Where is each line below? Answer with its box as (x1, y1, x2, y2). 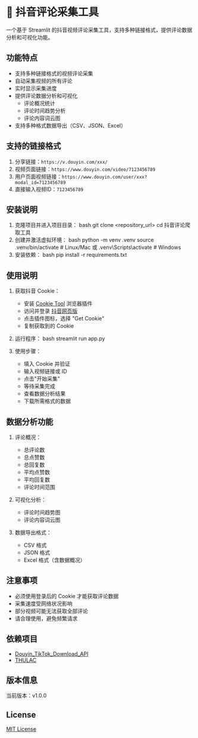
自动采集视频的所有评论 (14, 77, 73, 84)
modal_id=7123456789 (14, 179, 66, 185)
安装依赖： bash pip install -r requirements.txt (14, 251, 127, 259)
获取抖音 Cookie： (14, 287, 60, 295)
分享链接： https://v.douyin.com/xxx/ (14, 158, 108, 165)
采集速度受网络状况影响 (14, 600, 73, 607)
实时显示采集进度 (14, 85, 57, 92)
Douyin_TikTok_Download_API (14, 650, 89, 657)
